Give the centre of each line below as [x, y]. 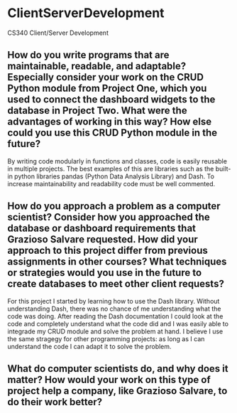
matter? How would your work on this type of [109, 379]
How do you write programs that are [88, 55]
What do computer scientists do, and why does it [118, 369]
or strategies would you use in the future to [105, 273]
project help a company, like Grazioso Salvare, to [117, 391]
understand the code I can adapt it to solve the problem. [89, 346]
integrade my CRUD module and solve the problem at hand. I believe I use [115, 331]
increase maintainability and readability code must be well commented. [111, 183]
